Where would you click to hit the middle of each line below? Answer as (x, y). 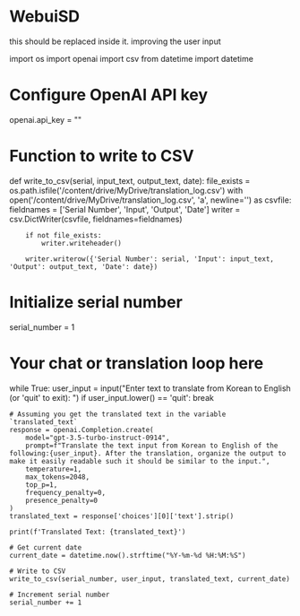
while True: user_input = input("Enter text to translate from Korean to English (150, 388)
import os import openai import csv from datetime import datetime (131, 58)
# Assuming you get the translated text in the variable (118, 414)
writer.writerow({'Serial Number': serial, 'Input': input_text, (150, 259)
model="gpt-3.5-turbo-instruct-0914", (98, 438)
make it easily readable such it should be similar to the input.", (140, 461)
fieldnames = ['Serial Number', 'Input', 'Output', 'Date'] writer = (125, 209)
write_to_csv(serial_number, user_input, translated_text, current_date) (150, 579)
